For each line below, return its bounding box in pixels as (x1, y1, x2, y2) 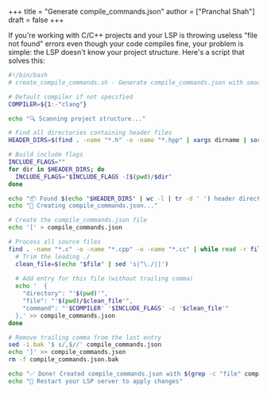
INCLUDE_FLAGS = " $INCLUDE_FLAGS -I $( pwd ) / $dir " (15, 172, 172, 181)
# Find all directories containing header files (8, 129, 172, 137)
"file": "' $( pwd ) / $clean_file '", (22, 297, 133, 305)
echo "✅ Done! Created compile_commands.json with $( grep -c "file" (8, 370, 242, 378)
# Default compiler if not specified (8, 93, 133, 101)
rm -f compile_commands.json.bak (8, 356, 119, 364)
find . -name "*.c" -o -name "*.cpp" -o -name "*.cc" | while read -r (8, 245, 247, 253)
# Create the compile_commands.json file (8, 216, 148, 225)
